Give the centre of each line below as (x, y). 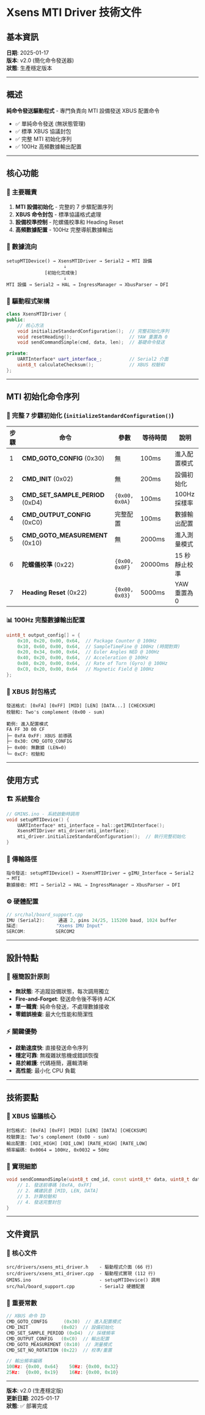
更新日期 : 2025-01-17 (33, 1399)
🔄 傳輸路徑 (22, 859)
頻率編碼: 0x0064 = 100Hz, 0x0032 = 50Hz (58, 1150)
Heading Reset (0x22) (54, 592)
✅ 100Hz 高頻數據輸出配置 (49, 146)
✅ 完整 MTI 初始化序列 (43, 139)
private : (17, 354)
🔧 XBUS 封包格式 (31, 691)
